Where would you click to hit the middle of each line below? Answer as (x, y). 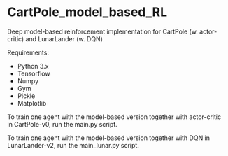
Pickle (26, 96)
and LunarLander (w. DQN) (64, 38)
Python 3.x (33, 66)
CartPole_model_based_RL (87, 12)
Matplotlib (32, 103)
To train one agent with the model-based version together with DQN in (109, 138)
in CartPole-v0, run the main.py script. (62, 124)
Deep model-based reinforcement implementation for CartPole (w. (102, 31)
